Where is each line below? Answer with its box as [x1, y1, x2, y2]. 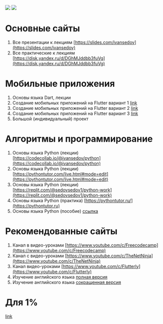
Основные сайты [5, 23, 80, 34]
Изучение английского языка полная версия [12, 274, 108, 280]
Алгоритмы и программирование [5, 133, 153, 145]
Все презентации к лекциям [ [12, 39, 76, 45]
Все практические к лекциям [12, 50, 75, 56]
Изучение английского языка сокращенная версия [12, 279, 121, 285]
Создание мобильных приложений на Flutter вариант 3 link [12, 110, 139, 116]
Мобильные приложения [5, 78, 115, 89]
